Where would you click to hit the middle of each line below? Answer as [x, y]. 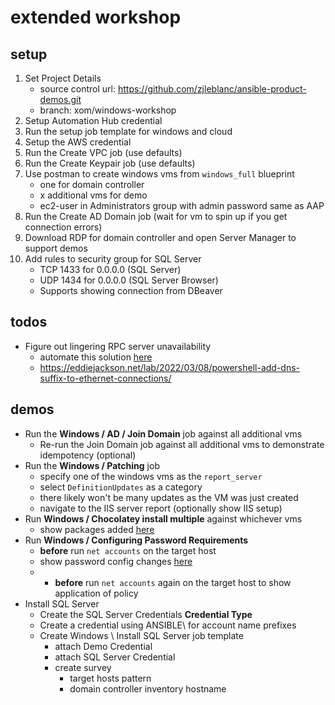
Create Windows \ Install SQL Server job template [141, 635]
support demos [56, 248]
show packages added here [97, 529]
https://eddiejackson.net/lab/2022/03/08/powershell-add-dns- [169, 367]
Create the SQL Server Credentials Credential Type [146, 614]
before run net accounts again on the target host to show [173, 582]
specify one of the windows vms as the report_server [151, 476]
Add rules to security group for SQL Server [113, 259]
